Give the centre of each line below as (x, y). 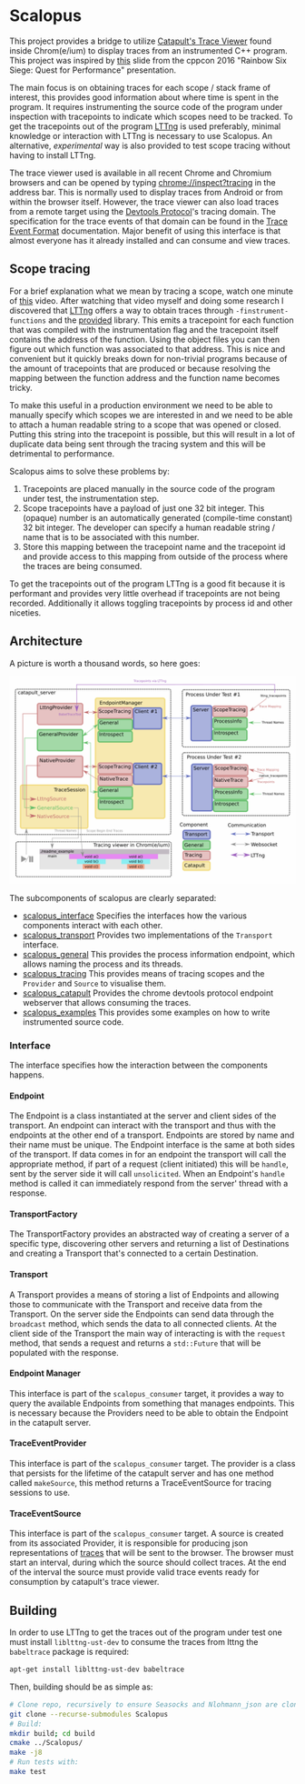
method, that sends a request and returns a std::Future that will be (135, 1343)
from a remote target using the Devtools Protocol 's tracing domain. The (143, 211)
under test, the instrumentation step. (91, 498)
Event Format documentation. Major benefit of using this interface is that (145, 231)
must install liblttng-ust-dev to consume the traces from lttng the (134, 1642)
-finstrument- (262, 311)
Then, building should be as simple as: (81, 1687)
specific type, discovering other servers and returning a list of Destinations (149, 1244)
